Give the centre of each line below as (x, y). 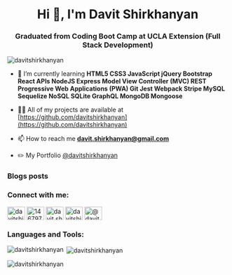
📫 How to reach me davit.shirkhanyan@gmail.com (93, 139)
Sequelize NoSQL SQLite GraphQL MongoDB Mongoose (100, 96)
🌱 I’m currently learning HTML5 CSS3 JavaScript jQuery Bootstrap (115, 74)
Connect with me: (38, 195)
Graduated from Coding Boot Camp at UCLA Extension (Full (118, 36)
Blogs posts (28, 176)
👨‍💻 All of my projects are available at (70, 110)
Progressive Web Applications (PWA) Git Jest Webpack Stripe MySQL (121, 89)
